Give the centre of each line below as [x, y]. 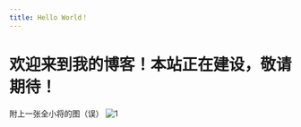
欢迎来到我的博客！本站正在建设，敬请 [151, 64]
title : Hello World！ [49, 17]
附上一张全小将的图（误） [56, 114]
